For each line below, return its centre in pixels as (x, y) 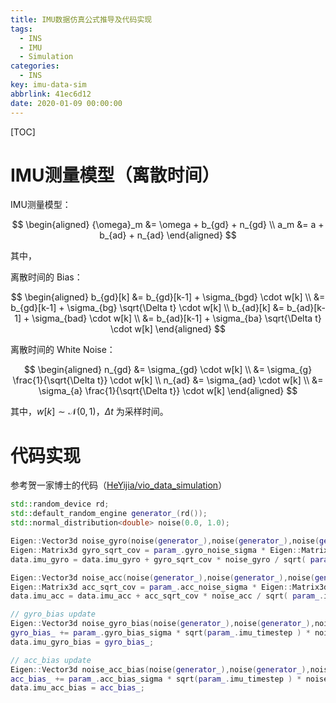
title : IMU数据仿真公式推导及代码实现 (81, 19)
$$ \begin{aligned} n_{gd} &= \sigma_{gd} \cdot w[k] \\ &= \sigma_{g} (168, 370)
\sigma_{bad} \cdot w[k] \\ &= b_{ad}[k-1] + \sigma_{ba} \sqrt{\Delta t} (176, 318)
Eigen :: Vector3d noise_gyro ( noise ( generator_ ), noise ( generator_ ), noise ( (165, 541)
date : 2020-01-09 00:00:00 (66, 103)
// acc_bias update (51, 660)
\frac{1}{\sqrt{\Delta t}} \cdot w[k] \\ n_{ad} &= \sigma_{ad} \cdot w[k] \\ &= (168, 380)
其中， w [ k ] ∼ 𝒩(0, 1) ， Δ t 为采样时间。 (89, 412)
